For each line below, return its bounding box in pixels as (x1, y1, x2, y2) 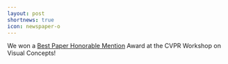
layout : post (7, 10, 45, 17)
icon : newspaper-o (7, 23, 60, 30)
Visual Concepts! (7, 49, 56, 57)
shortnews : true (7, 17, 54, 23)
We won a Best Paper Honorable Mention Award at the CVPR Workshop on (7, 42, 221, 50)
